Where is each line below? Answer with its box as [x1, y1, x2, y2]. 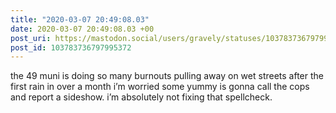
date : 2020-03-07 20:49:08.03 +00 [10, 24, 155, 34]
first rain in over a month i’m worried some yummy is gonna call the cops [10, 81, 310, 93]
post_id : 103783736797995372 [10, 42, 132, 53]
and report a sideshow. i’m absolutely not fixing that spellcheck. [10, 91, 273, 103]
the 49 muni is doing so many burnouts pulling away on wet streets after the [10, 70, 324, 82]
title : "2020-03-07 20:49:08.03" [10, 14, 150, 25]
